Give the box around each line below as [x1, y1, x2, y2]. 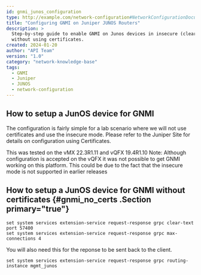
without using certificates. [11, 36, 84, 42]
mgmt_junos [30, 262, 58, 269]
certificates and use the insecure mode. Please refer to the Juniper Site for [6, 131, 190, 138]
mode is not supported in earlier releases [6, 168, 108, 175]
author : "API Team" [6, 48, 55, 54]
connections [6, 236, 36, 242]
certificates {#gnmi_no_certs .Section [6, 195, 151, 205]
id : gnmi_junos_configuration [6, 8, 82, 15]
